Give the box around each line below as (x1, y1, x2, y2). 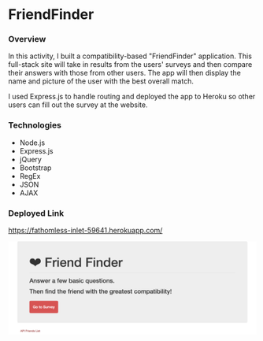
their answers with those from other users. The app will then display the (8, 69, 242, 78)
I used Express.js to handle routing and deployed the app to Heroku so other (8, 92, 256, 102)
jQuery (19, 154, 42, 164)
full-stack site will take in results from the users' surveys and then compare (8, 60, 253, 69)
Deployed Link (8, 207, 65, 218)
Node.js (19, 138, 46, 147)
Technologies (8, 120, 61, 131)
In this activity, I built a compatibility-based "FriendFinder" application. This (8, 51, 252, 61)
